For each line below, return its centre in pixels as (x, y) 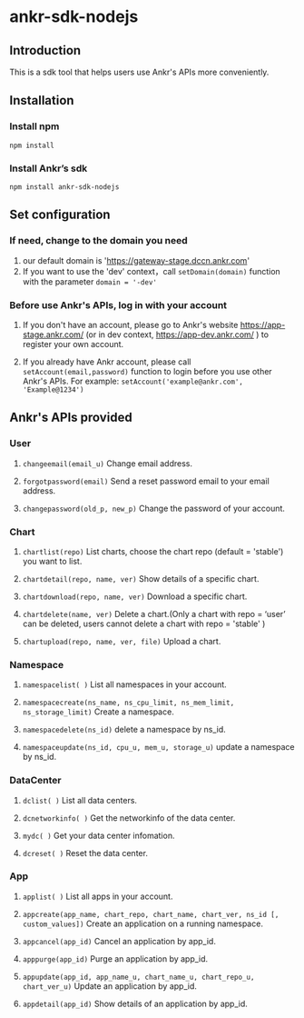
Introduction (45, 50)
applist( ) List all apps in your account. (98, 896)
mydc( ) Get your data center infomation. (98, 835)
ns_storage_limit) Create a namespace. (98, 712)
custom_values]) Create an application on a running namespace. (142, 923)
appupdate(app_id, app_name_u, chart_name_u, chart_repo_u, (138, 977)
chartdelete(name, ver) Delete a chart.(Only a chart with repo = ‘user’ (154, 614)
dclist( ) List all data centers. (80, 800)
